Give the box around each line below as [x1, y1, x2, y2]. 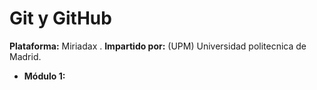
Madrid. [9, 50, 42, 62]
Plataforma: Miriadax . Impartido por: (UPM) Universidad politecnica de [9, 40, 307, 52]
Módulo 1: [23, 70, 66, 82]
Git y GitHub [9, 7, 112, 30]
